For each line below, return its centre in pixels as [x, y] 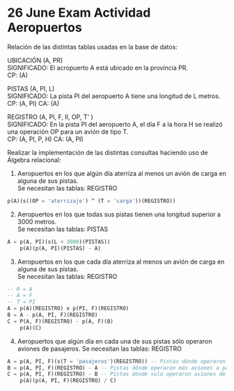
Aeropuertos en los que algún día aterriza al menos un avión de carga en [122, 173]
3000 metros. [37, 221]
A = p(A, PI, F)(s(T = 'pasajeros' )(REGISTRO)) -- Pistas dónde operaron [117, 361]
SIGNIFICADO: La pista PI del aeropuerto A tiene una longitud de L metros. [114, 96]
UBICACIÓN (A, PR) [35, 60]
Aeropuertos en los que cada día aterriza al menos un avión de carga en [121, 262]
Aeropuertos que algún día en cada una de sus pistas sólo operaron [115, 341]
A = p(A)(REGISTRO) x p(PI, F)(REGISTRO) [68, 309]
